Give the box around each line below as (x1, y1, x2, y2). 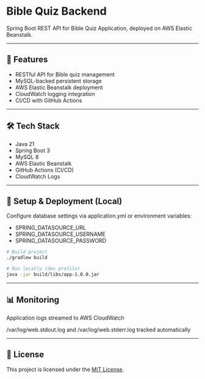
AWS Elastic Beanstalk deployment (15, 84, 103, 91)
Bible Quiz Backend (6, 4, 107, 18)
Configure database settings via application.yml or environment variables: (6, 212, 192, 219)
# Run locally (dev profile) (6, 266, 81, 272)
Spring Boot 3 (15, 147, 51, 154)
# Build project (6, 249, 48, 255)
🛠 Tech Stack (6, 121, 60, 131)
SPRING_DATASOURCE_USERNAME (15, 230, 106, 238)
